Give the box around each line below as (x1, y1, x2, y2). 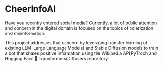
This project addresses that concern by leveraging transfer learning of (5, 39, 148, 45)
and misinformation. (5, 30, 46, 36)
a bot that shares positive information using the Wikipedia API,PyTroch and (5, 50, 157, 56)
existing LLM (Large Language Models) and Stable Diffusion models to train (5, 45, 159, 51)
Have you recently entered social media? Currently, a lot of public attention (5, 20, 157, 26)
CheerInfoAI (5, 3, 56, 15)
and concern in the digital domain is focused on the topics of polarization (5, 25, 154, 31)
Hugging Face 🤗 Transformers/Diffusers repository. (5, 55, 109, 61)
